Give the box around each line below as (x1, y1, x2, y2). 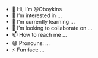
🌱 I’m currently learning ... (11, 18, 75, 25)
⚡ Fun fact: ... (11, 46, 45, 53)
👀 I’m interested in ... (11, 12, 62, 19)
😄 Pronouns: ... (11, 40, 50, 47)
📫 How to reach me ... (11, 31, 67, 38)
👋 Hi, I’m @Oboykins (11, 6, 62, 12)
